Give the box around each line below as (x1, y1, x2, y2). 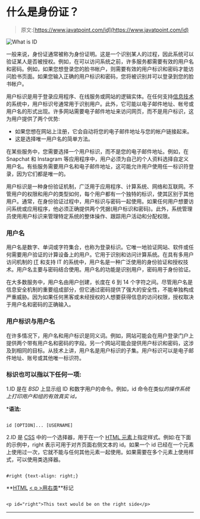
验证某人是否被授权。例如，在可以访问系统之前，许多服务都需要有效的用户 (6, 58, 189, 65)
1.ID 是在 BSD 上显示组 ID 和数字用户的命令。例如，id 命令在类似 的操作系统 (6, 385, 190, 392)
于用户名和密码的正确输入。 (6, 301, 74, 308)
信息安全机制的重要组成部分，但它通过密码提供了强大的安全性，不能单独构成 (6, 286, 194, 293)
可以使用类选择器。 (16, 456, 64, 463)
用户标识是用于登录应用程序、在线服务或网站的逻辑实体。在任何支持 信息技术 (6, 93, 194, 100)
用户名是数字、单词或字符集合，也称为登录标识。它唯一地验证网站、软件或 (6, 243, 189, 251)
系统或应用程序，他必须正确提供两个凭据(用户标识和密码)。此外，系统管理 (11, 205, 193, 212)
